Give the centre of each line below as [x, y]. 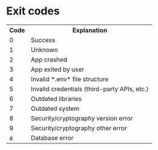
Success [43, 40]
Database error [52, 138]
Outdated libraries [56, 99]
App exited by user [58, 69]
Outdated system [55, 108]
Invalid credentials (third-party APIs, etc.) [90, 89]
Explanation [90, 30]
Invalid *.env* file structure [70, 79]
